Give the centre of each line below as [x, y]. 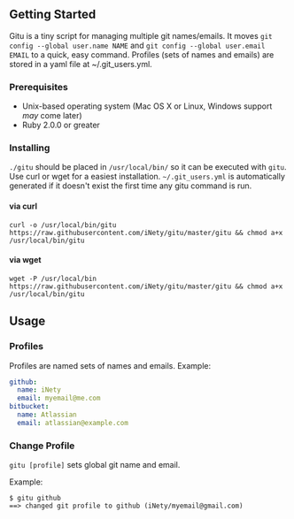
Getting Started [53, 15]
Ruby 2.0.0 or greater [61, 125]
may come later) [52, 116]
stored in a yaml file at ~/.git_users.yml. [81, 64]
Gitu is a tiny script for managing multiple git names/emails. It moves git [141, 35]
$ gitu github [35, 499]
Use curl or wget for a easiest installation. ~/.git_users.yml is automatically [147, 177]
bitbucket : [29, 407]
